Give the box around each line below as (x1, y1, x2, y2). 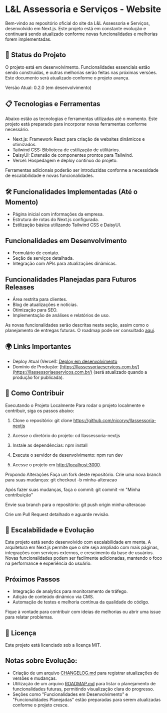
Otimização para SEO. (12, 307, 58, 313)
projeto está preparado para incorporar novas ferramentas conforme (5, 121, 147, 127)
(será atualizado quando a (93, 369, 147, 375)
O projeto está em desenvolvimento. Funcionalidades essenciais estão (5, 64, 150, 70)
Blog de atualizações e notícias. (12, 301, 78, 308)
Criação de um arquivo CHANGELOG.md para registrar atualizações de (12, 670, 159, 676)
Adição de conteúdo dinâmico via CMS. (12, 594, 94, 600)
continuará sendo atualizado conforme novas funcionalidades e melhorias (5, 31, 158, 37)
